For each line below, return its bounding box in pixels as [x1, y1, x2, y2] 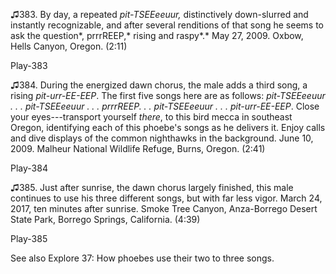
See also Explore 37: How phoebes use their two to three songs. [10, 252, 275, 264]
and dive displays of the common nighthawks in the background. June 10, [10, 132, 314, 144]
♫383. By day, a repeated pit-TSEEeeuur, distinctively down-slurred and [10, 9, 309, 20]
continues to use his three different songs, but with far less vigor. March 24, [10, 192, 323, 204]
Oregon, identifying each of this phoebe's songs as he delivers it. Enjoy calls [10, 122, 326, 133]
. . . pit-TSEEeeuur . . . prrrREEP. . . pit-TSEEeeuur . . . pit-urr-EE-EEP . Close [10, 100, 320, 112]
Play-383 [10, 60, 48, 71]
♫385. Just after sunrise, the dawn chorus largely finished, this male [10, 182, 294, 193]
